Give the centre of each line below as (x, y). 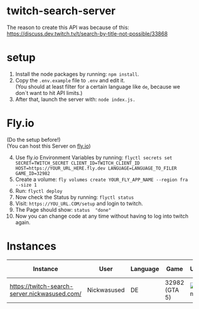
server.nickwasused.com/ (45, 294)
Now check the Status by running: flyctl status (75, 197)
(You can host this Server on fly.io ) (49, 146)
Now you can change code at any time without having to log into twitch (102, 216)
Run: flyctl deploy (39, 190)
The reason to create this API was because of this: (68, 27)
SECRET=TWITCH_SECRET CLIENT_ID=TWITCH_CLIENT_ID (78, 163)
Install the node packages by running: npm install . (77, 74)
